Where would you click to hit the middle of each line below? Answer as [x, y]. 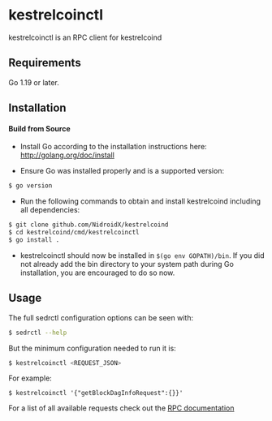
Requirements [45, 63]
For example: [30, 378]
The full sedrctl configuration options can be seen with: [101, 317]
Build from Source [39, 128]
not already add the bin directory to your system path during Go [127, 264]
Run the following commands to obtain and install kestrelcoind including [140, 201]
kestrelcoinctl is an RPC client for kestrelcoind [85, 37]
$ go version [30, 186]
